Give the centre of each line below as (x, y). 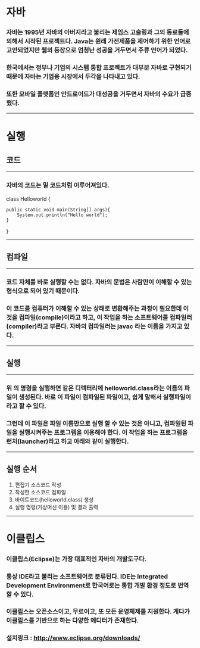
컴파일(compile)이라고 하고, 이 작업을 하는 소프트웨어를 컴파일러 (105, 317)
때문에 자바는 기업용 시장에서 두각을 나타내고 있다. (73, 77)
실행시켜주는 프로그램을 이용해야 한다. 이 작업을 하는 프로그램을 (103, 432)
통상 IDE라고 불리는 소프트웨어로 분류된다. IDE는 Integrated (87, 577)
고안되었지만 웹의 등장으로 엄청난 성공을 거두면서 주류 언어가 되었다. (97, 50)
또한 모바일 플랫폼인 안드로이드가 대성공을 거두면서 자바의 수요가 (93, 94)
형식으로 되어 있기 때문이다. (43, 291)
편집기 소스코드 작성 (38, 485)
